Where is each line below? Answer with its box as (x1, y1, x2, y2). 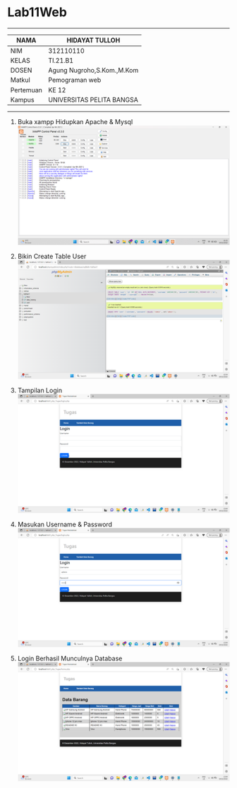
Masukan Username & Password (17, 520, 113, 528)
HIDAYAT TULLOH (66, 36, 121, 44)
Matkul (10, 75, 30, 85)
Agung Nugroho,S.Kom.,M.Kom (48, 66, 139, 75)
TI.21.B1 (48, 56, 74, 64)
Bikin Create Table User (17, 252, 87, 260)
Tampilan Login (17, 386, 62, 394)
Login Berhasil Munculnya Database (17, 654, 123, 662)
